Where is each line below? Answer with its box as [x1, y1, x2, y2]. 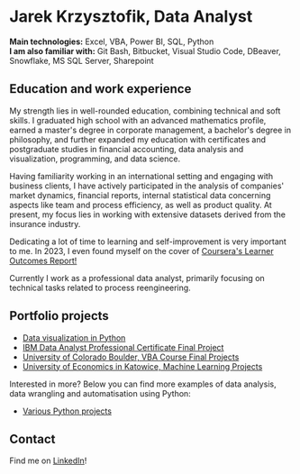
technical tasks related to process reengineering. [9, 282, 191, 293]
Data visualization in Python [22, 332, 126, 343]
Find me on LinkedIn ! [9, 455, 87, 466]
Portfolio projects [9, 308, 110, 324]
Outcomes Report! [9, 255, 77, 266]
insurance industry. [9, 218, 81, 229]
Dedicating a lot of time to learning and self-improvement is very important [9, 236, 286, 247]
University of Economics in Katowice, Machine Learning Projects [22, 360, 263, 371]
